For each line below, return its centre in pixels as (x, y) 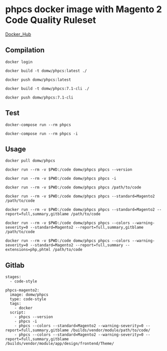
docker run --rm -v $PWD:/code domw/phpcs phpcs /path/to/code (73, 187)
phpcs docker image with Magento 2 (83, 9)
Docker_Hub (18, 34)
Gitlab (15, 265)
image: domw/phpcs (29, 295)
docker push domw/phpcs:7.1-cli (39, 98)
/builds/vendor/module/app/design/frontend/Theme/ (60, 344)
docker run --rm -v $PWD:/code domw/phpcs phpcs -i (61, 179)
